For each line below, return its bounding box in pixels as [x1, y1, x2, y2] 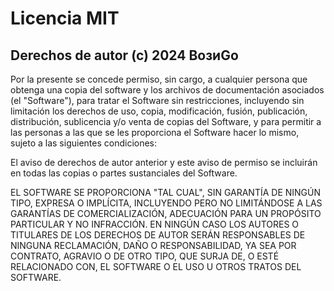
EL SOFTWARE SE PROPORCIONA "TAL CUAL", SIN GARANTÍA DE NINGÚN [10, 187, 322, 198]
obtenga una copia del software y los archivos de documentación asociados [10, 84, 325, 96]
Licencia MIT [10, 7, 120, 30]
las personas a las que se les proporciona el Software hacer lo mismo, [10, 127, 300, 138]
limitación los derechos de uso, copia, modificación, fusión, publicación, [10, 105, 308, 117]
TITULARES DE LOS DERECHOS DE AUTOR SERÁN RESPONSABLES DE [10, 229, 306, 241]
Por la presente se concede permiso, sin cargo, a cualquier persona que [10, 73, 308, 85]
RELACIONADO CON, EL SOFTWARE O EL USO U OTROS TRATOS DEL [10, 261, 302, 272]
